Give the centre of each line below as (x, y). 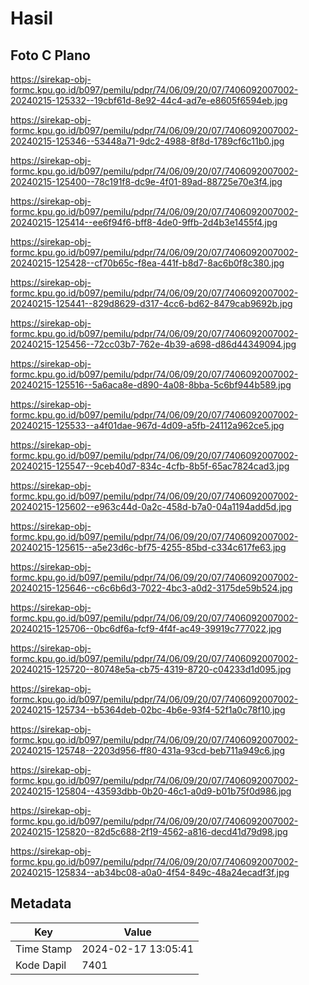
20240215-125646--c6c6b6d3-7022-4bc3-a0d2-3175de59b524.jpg (151, 588)
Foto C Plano (50, 55)
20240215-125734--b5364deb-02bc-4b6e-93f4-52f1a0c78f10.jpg (148, 710)
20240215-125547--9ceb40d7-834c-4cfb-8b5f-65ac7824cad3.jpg (150, 466)
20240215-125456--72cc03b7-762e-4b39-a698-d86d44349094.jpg (153, 344)
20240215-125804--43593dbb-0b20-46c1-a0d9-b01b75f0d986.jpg (151, 791)
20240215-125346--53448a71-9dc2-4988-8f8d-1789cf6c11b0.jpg (147, 141)
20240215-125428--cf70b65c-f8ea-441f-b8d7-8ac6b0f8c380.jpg (147, 263)
